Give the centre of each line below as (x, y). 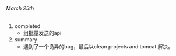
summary (26, 40)
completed (27, 26)
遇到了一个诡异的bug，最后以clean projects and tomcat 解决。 (98, 47)
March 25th (20, 8)
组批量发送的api (42, 33)
